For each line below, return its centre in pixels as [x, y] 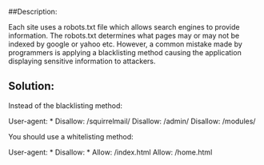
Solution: [31, 86]
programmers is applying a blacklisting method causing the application [125, 52]
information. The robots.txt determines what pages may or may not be [124, 36]
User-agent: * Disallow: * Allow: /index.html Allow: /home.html [110, 152]
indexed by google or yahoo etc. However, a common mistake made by [125, 44]
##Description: [33, 12]
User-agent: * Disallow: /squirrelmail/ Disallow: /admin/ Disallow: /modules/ [132, 121]
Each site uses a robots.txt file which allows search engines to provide [124, 27]
